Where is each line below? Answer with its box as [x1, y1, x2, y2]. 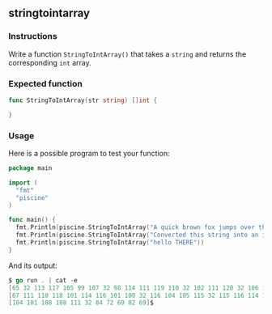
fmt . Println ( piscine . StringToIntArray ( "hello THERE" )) [15, 239, 205, 247]
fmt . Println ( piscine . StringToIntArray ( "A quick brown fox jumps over [15, 223, 255, 231]
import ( [8, 178, 38, 187]
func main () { [8, 216, 57, 224]
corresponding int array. [8, 57, 91, 67]
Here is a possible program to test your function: [8, 149, 170, 159]
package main [8, 164, 53, 172]
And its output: [8, 261, 58, 270]
